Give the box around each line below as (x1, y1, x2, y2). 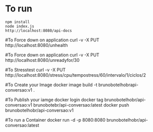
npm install (5, 19, 30, 24)
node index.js (5, 23, 35, 29)
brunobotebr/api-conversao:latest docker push (33, 102, 129, 108)
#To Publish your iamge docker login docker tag (5, 97, 103, 103)
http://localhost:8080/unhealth (5, 42, 68, 48)
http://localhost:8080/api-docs (5, 28, 72, 33)
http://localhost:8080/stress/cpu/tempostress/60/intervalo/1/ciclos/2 (5, 72, 146, 78)
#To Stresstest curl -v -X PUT (5, 67, 66, 73)
